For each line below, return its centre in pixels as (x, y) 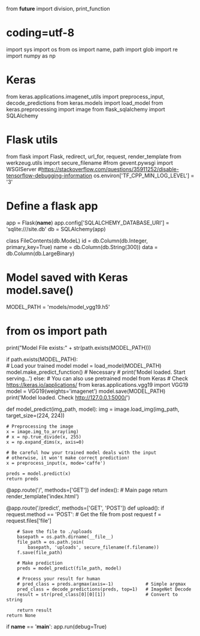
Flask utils (32, 140)
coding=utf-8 (40, 33)
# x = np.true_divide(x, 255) (44, 437)
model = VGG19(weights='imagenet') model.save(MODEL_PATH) (86, 391)
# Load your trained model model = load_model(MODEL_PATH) (84, 365)
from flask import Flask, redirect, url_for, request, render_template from (94, 156)
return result (34, 610)
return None (21, 615)
